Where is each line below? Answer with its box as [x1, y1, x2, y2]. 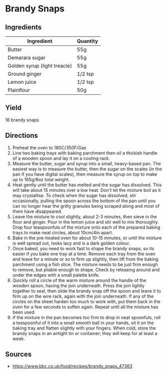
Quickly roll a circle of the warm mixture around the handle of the [12, 277, 147, 283]
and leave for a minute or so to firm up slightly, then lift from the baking [12, 256, 159, 262]
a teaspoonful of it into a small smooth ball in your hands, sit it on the [12, 320, 154, 326]
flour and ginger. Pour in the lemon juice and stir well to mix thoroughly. [12, 219, 160, 225]
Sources [5, 350, 32, 359]
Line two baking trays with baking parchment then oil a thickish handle [12, 150, 158, 156]
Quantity [77, 38, 98, 44]
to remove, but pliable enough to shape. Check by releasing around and [12, 267, 160, 273]
